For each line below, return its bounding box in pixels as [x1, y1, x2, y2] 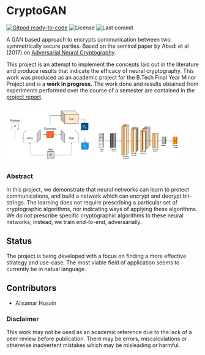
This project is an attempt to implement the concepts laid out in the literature [6, 61, 199, 68]
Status [6, 236, 32, 247]
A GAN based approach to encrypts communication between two [6, 35, 171, 43]
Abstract [6, 172, 34, 181]
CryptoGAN [6, 4, 67, 18]
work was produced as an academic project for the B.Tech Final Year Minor [6, 73, 196, 81]
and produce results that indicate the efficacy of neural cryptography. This [6, 67, 195, 74]
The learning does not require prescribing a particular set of [26, 199, 178, 206]
